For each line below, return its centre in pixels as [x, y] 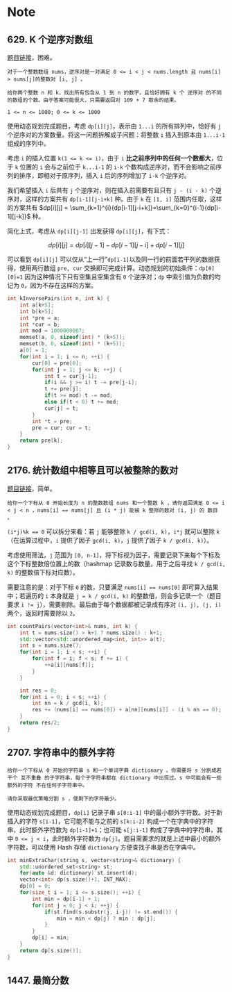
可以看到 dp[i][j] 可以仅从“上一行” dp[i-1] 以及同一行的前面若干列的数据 [111, 259]
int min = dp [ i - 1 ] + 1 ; [66, 899]
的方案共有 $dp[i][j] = [38, 208]
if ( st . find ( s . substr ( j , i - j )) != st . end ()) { [111, 912]
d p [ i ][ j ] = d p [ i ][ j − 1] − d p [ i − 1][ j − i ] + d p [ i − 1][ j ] [116, 245]
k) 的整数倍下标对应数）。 [43, 572]
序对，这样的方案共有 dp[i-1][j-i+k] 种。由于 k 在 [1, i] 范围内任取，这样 [115, 199]
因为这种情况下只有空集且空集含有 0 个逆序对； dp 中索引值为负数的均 [123, 276]
